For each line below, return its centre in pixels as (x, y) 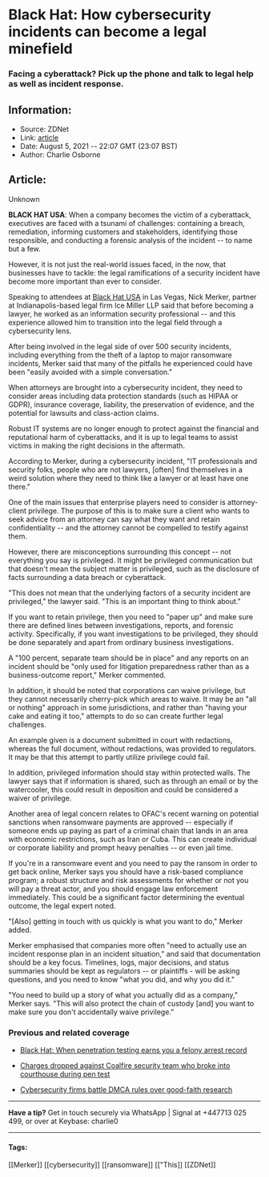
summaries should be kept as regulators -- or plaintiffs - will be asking (124, 970)
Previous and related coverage (69, 1033)
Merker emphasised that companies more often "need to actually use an (127, 945)
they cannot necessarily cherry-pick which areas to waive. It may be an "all (132, 699)
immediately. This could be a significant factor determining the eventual (126, 897)
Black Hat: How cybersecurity (110, 15)
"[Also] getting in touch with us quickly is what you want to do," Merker (126, 921)
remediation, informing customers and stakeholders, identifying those (123, 232)
